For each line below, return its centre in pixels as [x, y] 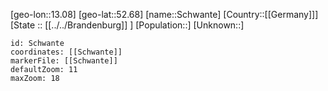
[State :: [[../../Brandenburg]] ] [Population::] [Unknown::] [127, 25]
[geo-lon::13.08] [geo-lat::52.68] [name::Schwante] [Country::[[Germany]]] [164, 14]
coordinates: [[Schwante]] [66, 52]
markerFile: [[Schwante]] [64, 61]
